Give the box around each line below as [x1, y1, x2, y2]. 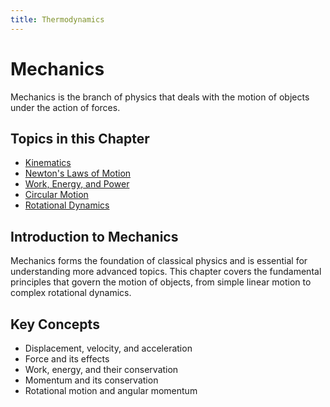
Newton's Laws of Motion [24, 167, 132, 180]
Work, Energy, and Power [24, 178, 130, 190]
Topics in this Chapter [10, 130, 150, 147]
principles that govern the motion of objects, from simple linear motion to [10, 276, 312, 288]
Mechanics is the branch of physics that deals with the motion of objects [10, 91, 310, 103]
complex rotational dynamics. [10, 287, 132, 299]
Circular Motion [24, 189, 89, 201]
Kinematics [24, 157, 72, 169]
